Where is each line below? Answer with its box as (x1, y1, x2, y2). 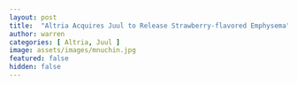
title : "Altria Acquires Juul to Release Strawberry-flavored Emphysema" (9, 21, 291, 30)
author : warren (9, 29, 65, 38)
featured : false (9, 54, 69, 63)
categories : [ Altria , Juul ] (9, 37, 121, 47)
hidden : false (9, 63, 62, 72)
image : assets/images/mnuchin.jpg (9, 46, 137, 55)
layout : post (9, 12, 57, 22)
